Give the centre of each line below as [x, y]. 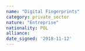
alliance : [18, 33]
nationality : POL [27, 28]
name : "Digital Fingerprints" [43, 11]
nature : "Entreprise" [33, 22]
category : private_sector [38, 17]
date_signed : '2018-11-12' [39, 39]
